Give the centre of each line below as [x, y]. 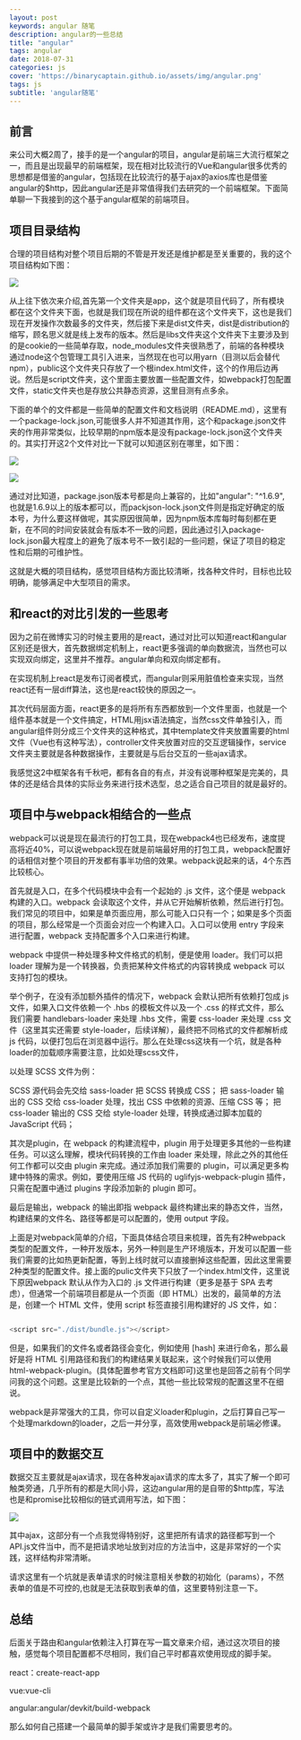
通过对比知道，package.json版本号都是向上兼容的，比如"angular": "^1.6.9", [147, 496]
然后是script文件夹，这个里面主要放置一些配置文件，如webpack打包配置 [158, 380]
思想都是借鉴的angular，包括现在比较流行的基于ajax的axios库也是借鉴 [138, 177]
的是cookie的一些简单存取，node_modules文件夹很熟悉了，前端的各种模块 [147, 345]
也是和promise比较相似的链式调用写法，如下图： [99, 1500]
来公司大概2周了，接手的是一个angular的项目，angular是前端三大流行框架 [146, 154]
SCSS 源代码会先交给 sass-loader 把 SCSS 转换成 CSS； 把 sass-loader [142, 1090]
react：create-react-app [55, 1673]
